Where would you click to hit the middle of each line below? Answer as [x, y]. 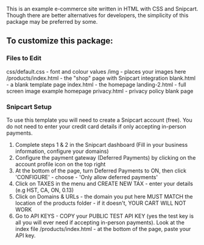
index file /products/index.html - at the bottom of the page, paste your [103, 229]
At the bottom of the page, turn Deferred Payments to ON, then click [101, 171]
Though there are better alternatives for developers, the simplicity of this [97, 15]
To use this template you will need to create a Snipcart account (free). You [100, 120]
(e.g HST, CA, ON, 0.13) [44, 190]
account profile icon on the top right [60, 164]
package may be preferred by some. [52, 22]
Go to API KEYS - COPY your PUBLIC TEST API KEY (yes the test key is [104, 216]
